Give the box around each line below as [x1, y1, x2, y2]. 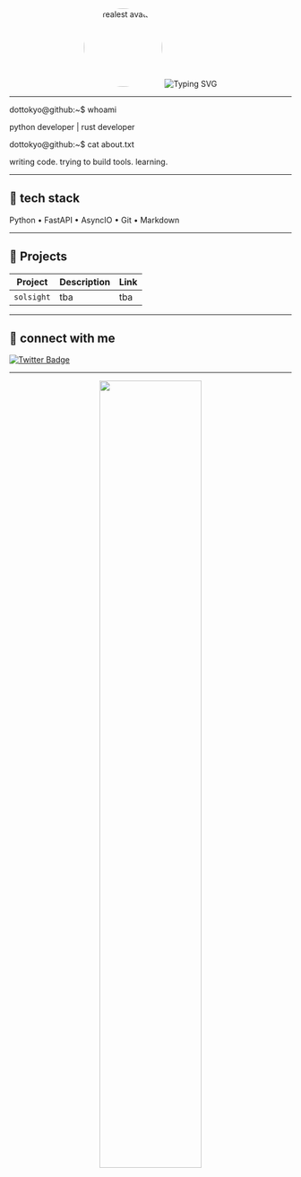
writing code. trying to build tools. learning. [9, 156, 168, 167]
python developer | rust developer [9, 122, 135, 132]
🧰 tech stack [9, 191, 81, 206]
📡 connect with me [9, 331, 116, 346]
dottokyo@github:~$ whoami [9, 104, 117, 115]
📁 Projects [9, 249, 68, 265]
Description [59, 275, 110, 288]
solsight [13, 292, 51, 302]
